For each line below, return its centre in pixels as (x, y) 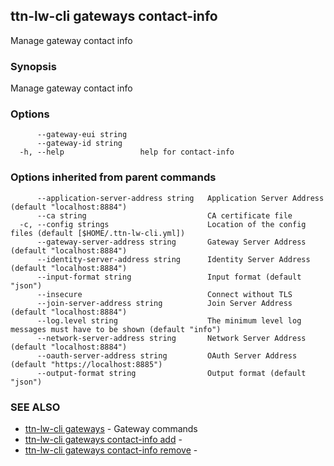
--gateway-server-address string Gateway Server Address (171, 242)
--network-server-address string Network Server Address (171, 338)
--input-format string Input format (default (169, 277)
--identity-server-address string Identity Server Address (173, 259)
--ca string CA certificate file (164, 215)
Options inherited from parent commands (113, 177)
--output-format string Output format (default (171, 373)
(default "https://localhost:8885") (86, 364)
